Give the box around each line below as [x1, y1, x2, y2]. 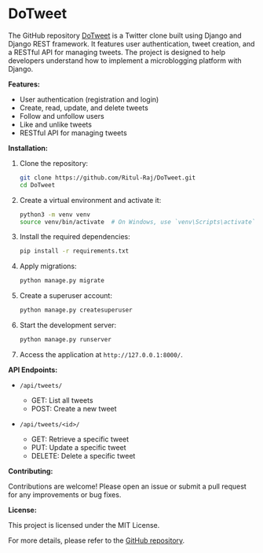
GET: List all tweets [31, 395, 93, 405]
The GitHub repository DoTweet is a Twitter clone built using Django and [8, 31, 242, 40]
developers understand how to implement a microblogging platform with [8, 56, 242, 65]
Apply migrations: [19, 261, 77, 271]
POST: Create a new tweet [31, 404, 117, 413]
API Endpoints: [8, 365, 58, 374]
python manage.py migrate [19, 277, 104, 285]
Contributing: [8, 466, 53, 476]
